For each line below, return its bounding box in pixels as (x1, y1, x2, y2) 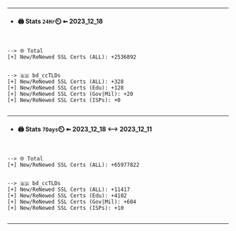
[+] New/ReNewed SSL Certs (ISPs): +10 (7, 205, 124, 212)
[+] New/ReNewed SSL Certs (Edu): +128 (7, 85, 124, 92)
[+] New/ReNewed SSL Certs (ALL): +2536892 (7, 54, 137, 61)
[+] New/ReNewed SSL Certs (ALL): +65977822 (7, 161, 140, 169)
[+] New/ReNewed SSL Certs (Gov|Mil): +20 (7, 91, 133, 98)
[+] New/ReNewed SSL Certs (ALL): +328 (7, 78, 124, 85)
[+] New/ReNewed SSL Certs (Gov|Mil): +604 (7, 199, 137, 206)
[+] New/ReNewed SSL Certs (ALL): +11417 (7, 186, 131, 194)
